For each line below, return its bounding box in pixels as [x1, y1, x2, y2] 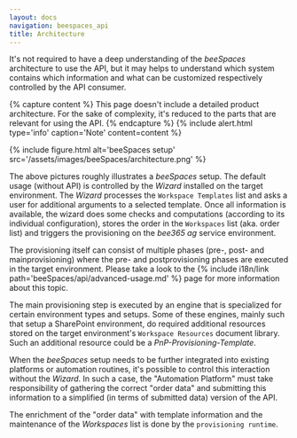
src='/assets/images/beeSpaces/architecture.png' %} [9, 154, 207, 165]
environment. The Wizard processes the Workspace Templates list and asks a [9, 190, 288, 200]
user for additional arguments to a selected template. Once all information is [9, 199, 286, 210]
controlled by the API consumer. [9, 82, 127, 93]
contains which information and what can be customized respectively [9, 73, 263, 83]
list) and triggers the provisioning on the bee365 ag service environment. [9, 228, 277, 239]
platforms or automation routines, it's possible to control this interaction [9, 364, 270, 375]
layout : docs [9, 12, 58, 22]
